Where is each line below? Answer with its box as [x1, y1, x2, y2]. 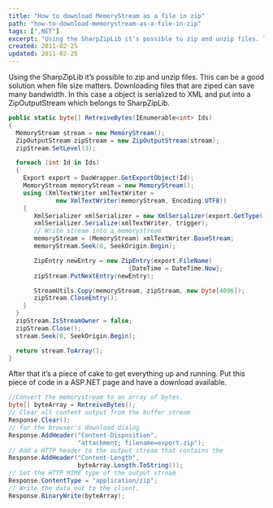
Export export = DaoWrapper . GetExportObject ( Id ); [23, 174, 195, 182]
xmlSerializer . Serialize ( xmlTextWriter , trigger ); [33, 219, 209, 228]
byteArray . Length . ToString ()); [77, 462, 184, 470]
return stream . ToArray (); [15, 347, 104, 355]
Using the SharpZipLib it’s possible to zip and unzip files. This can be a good [8, 72, 265, 81]
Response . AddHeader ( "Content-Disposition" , [8, 431, 158, 440]
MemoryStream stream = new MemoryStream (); [15, 129, 165, 137]
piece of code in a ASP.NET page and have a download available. [8, 378, 227, 388]
